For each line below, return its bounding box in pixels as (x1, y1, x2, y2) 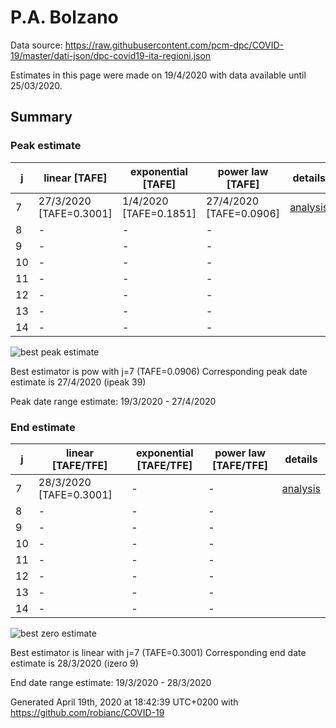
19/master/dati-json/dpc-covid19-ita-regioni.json (10, 49, 212, 61)
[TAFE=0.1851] (121, 206, 197, 220)
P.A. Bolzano (10, 6, 119, 29)
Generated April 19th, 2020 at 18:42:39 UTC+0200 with (10, 696, 239, 708)
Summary (10, 109, 73, 126)
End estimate (10, 420, 76, 434)
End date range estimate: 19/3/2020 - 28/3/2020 (10, 676, 212, 688)
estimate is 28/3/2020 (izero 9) (10, 657, 139, 669)
